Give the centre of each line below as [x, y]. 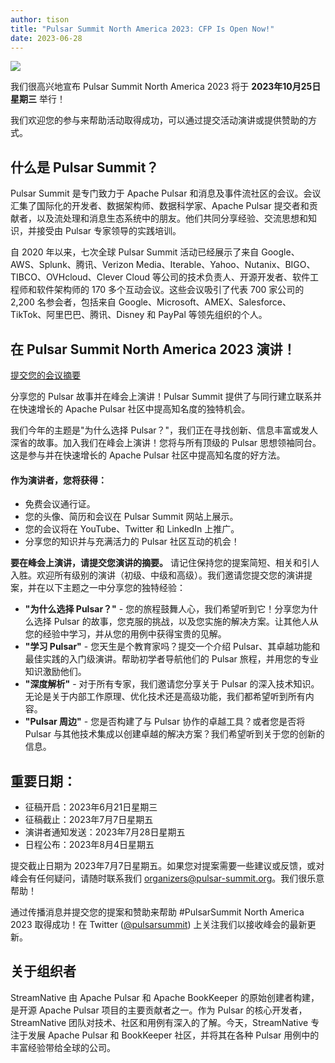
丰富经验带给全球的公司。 [63, 1047]
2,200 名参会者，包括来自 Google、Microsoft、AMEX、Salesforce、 [151, 302]
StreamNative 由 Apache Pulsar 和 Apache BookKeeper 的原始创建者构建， [165, 997]
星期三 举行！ [38, 99]
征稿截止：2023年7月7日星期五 [89, 820]
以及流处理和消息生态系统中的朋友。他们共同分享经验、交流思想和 [172, 218]
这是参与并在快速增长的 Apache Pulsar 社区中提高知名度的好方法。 [148, 455]
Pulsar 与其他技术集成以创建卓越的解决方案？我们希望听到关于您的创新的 [174, 734]
